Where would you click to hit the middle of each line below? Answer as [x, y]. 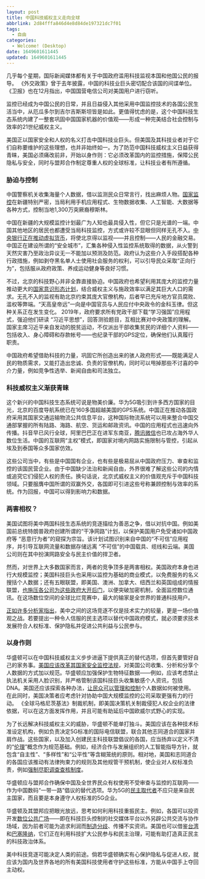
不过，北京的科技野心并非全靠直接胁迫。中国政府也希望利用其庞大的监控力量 [103, 281]
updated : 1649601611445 [37, 57]
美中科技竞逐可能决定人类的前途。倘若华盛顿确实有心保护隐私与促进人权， [100, 854]
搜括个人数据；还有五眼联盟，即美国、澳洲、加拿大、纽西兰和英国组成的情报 [103, 582]
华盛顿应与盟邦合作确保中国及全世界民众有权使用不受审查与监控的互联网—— [103, 783]
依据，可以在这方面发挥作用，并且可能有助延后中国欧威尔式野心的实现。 [97, 711]
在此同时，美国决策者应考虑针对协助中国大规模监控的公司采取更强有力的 [97, 695]
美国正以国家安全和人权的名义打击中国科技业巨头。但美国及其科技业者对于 [100, 139]
